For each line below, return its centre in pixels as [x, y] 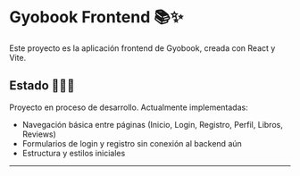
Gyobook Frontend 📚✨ [96, 17]
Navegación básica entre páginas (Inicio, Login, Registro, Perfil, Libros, [152, 124]
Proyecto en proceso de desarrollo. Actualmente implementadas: [129, 107]
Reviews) [39, 134]
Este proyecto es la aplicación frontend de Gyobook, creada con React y [142, 48]
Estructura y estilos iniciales [74, 153]
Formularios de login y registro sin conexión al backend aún [132, 143]
